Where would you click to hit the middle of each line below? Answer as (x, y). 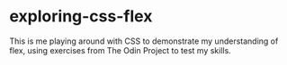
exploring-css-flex (81, 16)
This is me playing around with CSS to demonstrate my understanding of (144, 41)
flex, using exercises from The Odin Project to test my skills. (120, 50)
